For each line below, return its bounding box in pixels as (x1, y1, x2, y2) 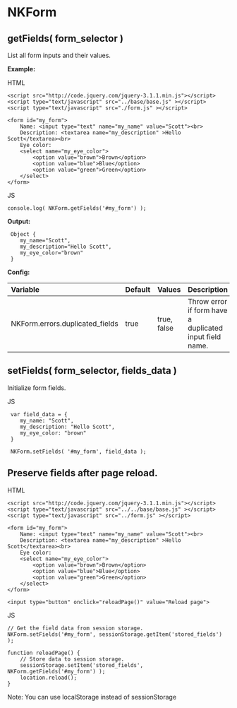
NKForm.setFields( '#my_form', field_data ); (10, 448, 147, 455)
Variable (11, 285, 40, 294)
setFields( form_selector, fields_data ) (7, 365, 178, 377)
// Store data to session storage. (20, 655, 125, 663)
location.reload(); (20, 674, 78, 681)
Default (125, 285, 151, 294)
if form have (188, 305, 228, 315)
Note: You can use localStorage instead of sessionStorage (7, 692, 177, 701)
